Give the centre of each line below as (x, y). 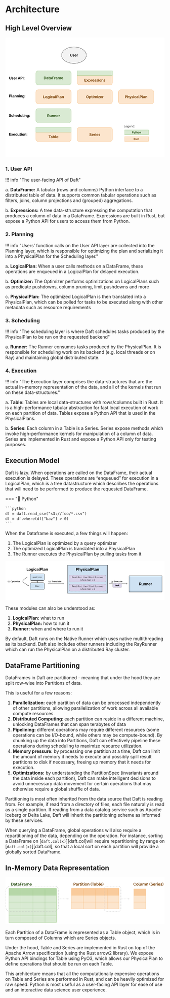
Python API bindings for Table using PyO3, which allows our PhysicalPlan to (84, 958)
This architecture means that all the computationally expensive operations (82, 974)
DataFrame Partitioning (42, 665)
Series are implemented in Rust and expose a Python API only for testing (81, 439)
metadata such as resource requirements (48, 307)
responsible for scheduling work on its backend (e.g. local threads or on (80, 352)
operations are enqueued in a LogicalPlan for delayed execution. (72, 271)
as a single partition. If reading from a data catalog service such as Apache (83, 810)
